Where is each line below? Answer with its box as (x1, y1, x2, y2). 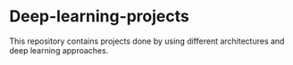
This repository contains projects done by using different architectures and (9, 36, 285, 46)
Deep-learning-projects (9, 6, 189, 27)
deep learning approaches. (9, 45, 109, 55)
